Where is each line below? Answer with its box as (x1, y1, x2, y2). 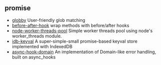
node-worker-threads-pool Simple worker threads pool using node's (11, 27, 153, 34)
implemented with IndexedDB (11, 43, 73, 49)
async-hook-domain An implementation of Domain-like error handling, (11, 49, 157, 55)
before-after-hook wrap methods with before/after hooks (11, 22, 130, 28)
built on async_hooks (11, 54, 56, 60)
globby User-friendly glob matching (11, 17, 86, 23)
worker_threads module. (11, 33, 62, 39)
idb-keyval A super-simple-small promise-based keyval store (11, 38, 138, 44)
